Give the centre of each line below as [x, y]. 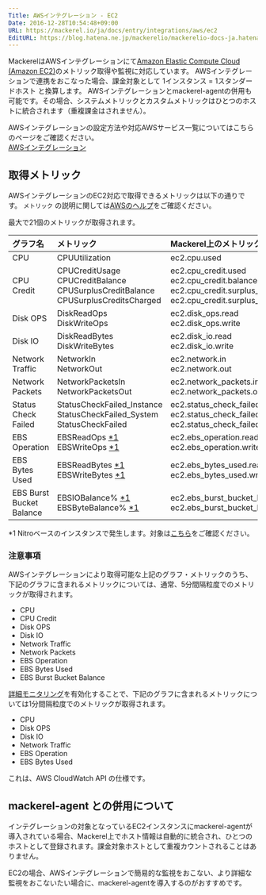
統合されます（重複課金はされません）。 [86, 111]
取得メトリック [45, 175]
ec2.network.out [201, 369]
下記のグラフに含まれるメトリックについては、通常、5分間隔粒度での [121, 585]
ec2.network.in [198, 359]
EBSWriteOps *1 [88, 447]
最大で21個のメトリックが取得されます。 [74, 222]
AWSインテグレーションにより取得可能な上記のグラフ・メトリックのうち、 [131, 574]
